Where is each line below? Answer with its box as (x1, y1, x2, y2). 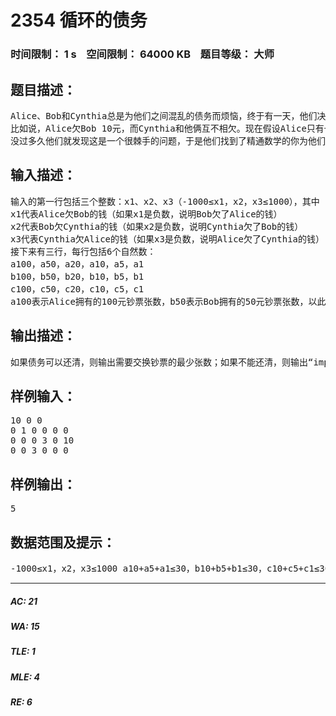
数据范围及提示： (10, 534, 116, 551)
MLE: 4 (10, 671, 41, 683)
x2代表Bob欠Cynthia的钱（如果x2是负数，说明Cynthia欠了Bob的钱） (10, 221, 304, 232)
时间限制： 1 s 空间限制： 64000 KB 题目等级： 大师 (10, 47, 275, 61)
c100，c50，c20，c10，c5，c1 (10, 283, 145, 295)
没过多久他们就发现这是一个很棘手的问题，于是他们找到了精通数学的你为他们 (10, 135, 326, 146)
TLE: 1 (10, 646, 36, 658)
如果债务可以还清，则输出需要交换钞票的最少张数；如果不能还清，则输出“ (10, 356, 314, 368)
